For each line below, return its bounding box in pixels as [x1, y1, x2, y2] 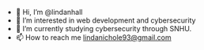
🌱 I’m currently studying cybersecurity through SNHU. [15, 24, 192, 33]
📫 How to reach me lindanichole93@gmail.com [15, 33, 172, 42]
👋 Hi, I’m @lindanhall [15, 8, 83, 16]
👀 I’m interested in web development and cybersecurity [15, 16, 196, 25]
